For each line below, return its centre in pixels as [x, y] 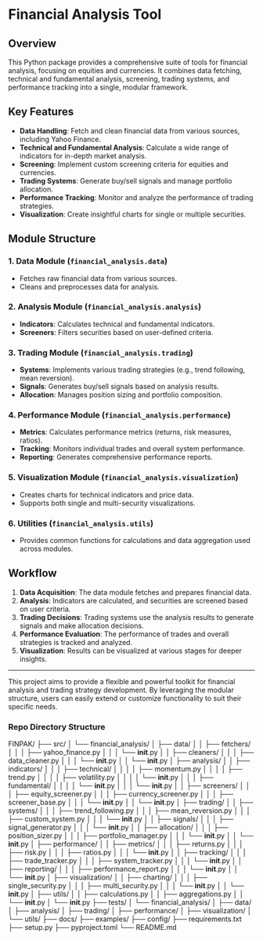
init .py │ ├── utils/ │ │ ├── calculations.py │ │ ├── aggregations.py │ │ [126, 894]
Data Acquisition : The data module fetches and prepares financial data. [135, 592]
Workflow [32, 573]
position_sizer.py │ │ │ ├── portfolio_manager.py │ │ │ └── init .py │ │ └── [131, 836]
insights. [33, 659]
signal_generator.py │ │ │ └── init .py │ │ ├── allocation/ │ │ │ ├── [118, 827]
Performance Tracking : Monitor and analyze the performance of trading [136, 197]
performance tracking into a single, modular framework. [98, 87]
